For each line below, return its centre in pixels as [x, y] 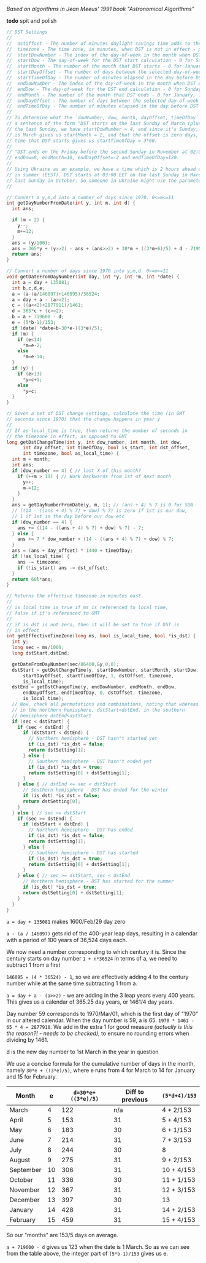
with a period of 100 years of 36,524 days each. [67, 940]
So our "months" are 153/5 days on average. [62, 1235]
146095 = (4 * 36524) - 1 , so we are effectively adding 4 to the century [97, 977]
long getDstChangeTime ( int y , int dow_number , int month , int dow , [94, 442]
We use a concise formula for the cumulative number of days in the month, [101, 1064]
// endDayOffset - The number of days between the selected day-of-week [103, 101]
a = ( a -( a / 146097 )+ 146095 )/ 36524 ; [56, 294]
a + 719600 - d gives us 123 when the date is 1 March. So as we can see [98, 1247]
